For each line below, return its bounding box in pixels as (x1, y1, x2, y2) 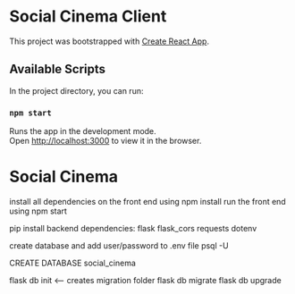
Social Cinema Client (9, 6, 167, 27)
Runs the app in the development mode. (9, 126, 156, 137)
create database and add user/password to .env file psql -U (9, 239, 230, 251)
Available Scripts (9, 62, 105, 77)
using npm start (9, 206, 67, 216)
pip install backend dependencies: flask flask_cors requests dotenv (9, 223, 257, 233)
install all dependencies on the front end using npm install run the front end (9, 196, 286, 206)
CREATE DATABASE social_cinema (9, 257, 137, 268)
